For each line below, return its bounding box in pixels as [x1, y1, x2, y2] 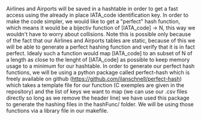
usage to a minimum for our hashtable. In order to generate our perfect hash [6, 62, 195, 70]
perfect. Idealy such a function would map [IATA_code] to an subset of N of [6, 50, 193, 56]
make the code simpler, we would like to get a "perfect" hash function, [6, 18, 181, 25]
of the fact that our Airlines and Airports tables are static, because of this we [6, 37, 196, 44]
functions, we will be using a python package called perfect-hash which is [6, 69, 190, 76]
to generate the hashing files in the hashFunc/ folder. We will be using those [6, 101, 194, 107]
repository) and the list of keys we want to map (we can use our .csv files [6, 88, 188, 95]
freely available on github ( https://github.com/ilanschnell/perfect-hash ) [6, 75, 182, 82]
